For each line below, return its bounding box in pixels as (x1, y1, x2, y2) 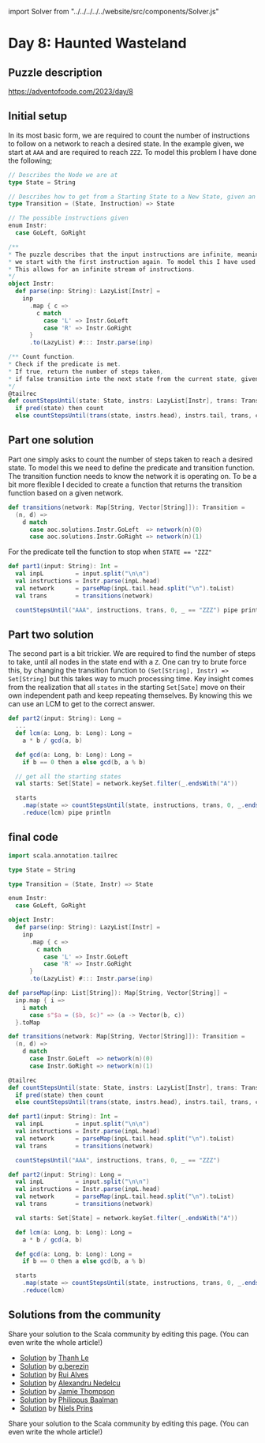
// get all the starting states (15, 772, 122, 781)
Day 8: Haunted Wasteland (8, 35, 187, 52)
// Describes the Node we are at (8, 171, 118, 179)
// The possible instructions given (8, 214, 129, 222)
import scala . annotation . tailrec (8, 851, 118, 860)
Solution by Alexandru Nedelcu (19, 1378, 121, 1388)
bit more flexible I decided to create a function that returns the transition (8, 480, 243, 489)
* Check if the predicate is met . (8, 360, 122, 368)
